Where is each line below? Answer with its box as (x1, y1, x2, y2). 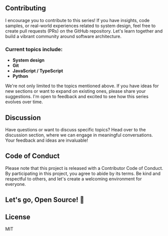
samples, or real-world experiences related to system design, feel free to (5, 23, 156, 29)
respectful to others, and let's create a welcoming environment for (5, 175, 142, 182)
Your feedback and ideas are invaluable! (5, 137, 89, 143)
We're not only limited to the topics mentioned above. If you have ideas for (5, 83, 159, 89)
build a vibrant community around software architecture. (5, 33, 122, 39)
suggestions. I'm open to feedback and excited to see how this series (5, 94, 149, 100)
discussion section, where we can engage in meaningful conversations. (5, 132, 153, 138)
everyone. (5, 181, 26, 187)
